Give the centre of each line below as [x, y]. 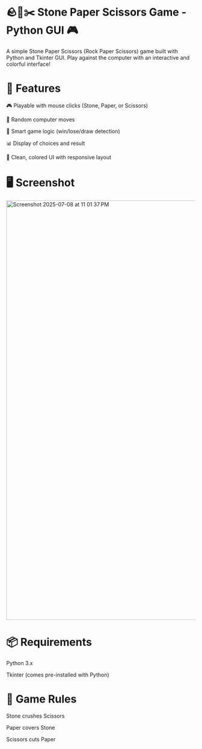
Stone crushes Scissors [35, 716]
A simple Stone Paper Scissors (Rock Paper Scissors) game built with [92, 51]
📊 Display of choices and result [46, 143]
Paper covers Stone [31, 727]
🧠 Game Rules [41, 699]
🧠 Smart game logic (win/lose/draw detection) [63, 131]
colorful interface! [29, 64]
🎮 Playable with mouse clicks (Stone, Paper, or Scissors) [77, 105]
